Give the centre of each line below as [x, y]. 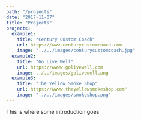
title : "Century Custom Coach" [56, 39]
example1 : [24, 34]
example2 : [24, 56]
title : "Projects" [29, 23]
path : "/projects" [29, 12]
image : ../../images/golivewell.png [63, 73]
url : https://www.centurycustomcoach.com [69, 45]
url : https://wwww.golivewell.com [60, 67]
